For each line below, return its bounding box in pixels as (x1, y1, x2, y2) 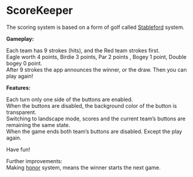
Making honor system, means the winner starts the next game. (6, 164, 161, 171)
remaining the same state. (6, 121, 71, 128)
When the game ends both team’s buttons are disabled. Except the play (6, 128, 182, 135)
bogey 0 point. (6, 60, 43, 67)
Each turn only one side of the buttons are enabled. (6, 96, 133, 103)
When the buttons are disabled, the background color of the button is (6, 102, 177, 109)
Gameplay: (6, 35, 34, 42)
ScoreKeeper (6, 4, 73, 17)
